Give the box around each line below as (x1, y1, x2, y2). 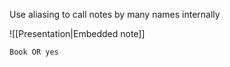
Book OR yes (9, 47, 59, 57)
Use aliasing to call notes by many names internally (9, 9, 221, 20)
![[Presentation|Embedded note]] (9, 28, 146, 39)
